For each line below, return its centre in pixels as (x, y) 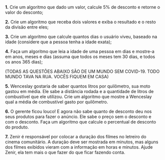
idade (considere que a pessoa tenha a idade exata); (58, 42)
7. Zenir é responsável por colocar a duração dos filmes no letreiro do (76, 137)
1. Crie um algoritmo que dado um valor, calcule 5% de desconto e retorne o (82, 7)
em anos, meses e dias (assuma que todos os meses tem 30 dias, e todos (80, 57)
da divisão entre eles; (27, 27)
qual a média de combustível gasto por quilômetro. (57, 102)
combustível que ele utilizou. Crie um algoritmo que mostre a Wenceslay (79, 96)
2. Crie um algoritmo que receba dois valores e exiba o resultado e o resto (81, 22)
